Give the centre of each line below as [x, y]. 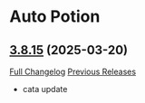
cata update [45, 89]
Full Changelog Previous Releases [73, 71]
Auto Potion [55, 17]
